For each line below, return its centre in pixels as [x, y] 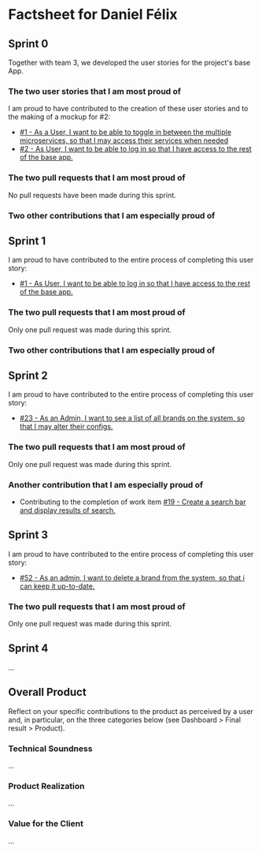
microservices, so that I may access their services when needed [124, 140]
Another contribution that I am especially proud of [106, 484]
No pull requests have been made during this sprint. [92, 195]
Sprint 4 [28, 648]
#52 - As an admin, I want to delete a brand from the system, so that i [132, 577]
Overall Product [47, 692]
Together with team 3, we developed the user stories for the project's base [129, 62]
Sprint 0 [28, 44]
